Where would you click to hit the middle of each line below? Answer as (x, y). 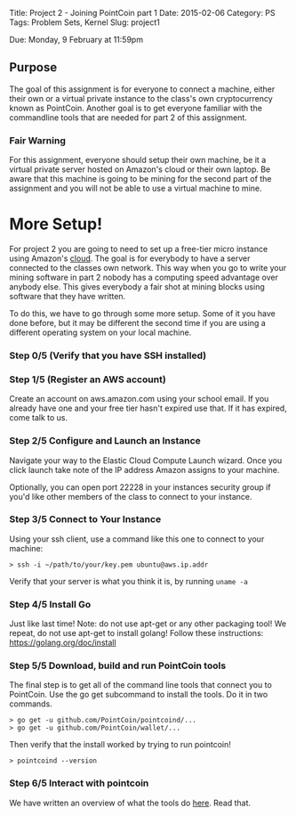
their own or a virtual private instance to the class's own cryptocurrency (141, 98)
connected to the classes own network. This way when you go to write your (148, 268)
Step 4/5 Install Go (50, 604)
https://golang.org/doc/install (63, 643)
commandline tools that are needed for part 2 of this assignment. (128, 117)
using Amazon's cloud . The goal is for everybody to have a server (130, 258)
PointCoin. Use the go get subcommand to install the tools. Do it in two (139, 695)
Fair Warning (38, 140)
